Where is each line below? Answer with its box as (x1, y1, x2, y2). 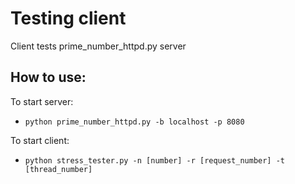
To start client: (10, 134, 70, 146)
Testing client (10, 7, 127, 30)
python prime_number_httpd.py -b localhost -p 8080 (24, 117, 245, 127)
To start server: (10, 95, 74, 107)
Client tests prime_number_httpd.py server (10, 40, 187, 52)
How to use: (10, 69, 87, 86)
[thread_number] (24, 164, 93, 174)
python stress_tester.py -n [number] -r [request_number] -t (24, 155, 286, 166)
